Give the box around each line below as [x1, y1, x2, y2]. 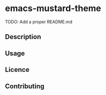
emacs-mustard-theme [5, 3, 102, 14]
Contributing [5, 82, 45, 90]
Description [5, 33, 41, 41]
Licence [5, 66, 30, 74]
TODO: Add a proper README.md [5, 19, 73, 25]
